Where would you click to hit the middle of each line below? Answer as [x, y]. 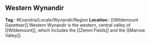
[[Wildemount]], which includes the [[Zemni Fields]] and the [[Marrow [75, 30]
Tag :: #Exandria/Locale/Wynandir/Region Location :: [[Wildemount [72, 20]
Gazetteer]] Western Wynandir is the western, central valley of [68, 25]
